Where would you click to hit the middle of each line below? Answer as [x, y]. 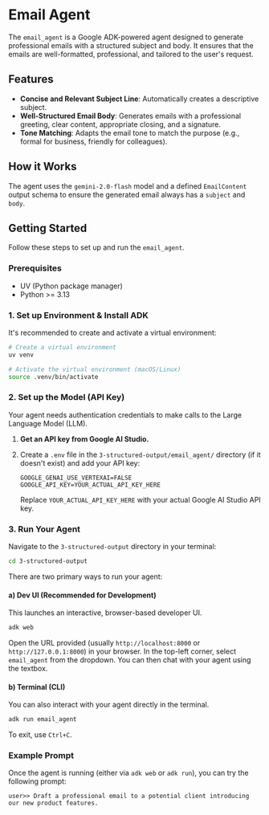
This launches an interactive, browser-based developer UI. [105, 613]
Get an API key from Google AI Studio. [84, 438]
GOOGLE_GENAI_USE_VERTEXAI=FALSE [76, 478]
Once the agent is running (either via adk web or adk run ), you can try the [128, 773]
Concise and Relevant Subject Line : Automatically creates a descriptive [139, 99]
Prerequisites [35, 268]
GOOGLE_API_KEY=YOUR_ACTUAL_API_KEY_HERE [90, 485]
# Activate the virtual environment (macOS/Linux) [95, 369]
